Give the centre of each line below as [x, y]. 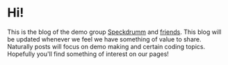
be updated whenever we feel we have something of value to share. [104, 39]
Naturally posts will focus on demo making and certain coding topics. [106, 46]
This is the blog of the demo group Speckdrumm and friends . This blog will [114, 32]
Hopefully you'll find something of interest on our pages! [88, 54]
